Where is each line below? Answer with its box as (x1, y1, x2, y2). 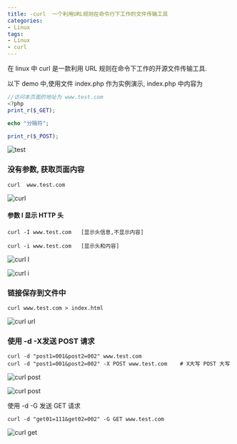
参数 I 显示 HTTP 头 (7, 211, 64, 220)
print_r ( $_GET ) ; (7, 106, 56, 114)
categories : (7, 17, 43, 24)
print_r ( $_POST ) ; (7, 133, 59, 140)
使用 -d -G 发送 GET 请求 (7, 401, 81, 410)
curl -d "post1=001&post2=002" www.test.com (7, 353, 142, 360)
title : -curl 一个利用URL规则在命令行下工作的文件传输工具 (7, 10, 168, 18)
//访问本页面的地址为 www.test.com (7, 94, 104, 101)
